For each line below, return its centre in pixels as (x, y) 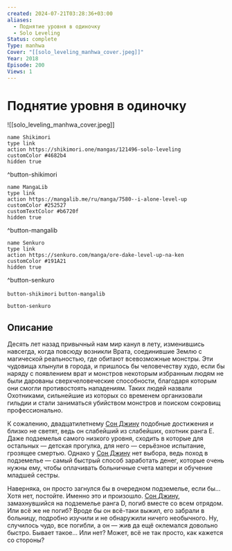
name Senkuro (26, 243)
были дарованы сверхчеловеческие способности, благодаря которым (112, 381)
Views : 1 (20, 71)
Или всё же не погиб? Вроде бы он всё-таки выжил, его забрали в (106, 511)
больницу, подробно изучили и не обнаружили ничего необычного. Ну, (113, 518)
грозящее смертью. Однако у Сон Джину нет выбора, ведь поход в (108, 453)
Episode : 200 (26, 65)
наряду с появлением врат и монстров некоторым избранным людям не (115, 374)
